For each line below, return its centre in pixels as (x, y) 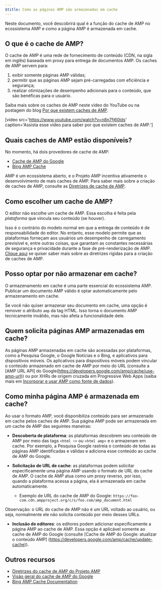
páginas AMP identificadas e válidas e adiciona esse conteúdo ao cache (84, 451)
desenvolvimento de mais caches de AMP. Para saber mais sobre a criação (80, 181)
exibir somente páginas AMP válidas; (49, 75)
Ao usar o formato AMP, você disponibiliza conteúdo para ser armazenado (79, 416)
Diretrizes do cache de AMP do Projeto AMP (56, 572)
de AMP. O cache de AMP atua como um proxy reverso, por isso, (77, 476)
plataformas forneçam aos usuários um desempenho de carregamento (75, 238)
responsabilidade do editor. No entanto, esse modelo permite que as (73, 233)
